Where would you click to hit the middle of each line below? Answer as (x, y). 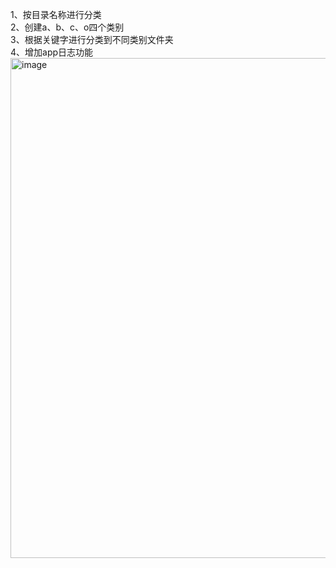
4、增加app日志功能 (52, 52)
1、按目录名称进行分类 (56, 14)
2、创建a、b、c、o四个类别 (67, 27)
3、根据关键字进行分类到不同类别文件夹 (92, 39)
